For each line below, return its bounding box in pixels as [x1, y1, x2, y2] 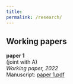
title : [6, 8, 23, 15]
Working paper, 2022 [6, 65, 58, 72]
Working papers [6, 36, 67, 46]
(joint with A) [6, 58, 37, 66]
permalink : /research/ [6, 14, 62, 20]
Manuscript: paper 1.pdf [6, 71, 65, 78]
